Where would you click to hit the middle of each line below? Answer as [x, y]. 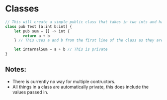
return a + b [37, 36]
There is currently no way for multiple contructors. [64, 81]
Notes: [16, 69]
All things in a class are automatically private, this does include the [81, 87]
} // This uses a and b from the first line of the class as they [84, 40]
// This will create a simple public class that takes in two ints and [81, 22]
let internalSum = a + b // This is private [61, 50]
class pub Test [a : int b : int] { [39, 26]
